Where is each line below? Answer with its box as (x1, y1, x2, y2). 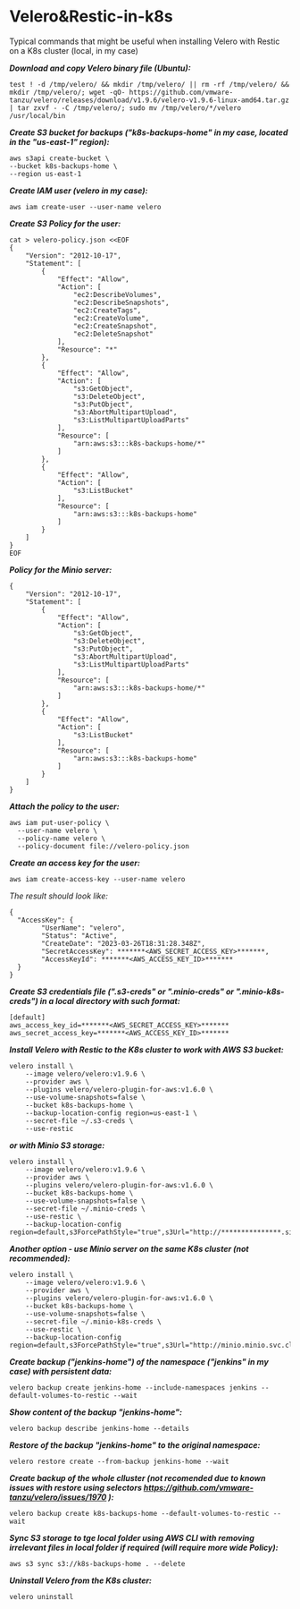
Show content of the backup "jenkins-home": (9, 1407, 183, 1417)
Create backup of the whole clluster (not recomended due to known (9, 1472, 266, 1483)
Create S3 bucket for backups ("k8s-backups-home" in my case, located (9, 127, 288, 138)
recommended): (9, 1253, 71, 1264)
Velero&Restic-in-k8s (9, 6, 173, 27)
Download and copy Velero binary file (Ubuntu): (9, 63, 191, 73)
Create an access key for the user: (9, 857, 141, 868)
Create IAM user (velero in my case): (9, 185, 148, 196)
